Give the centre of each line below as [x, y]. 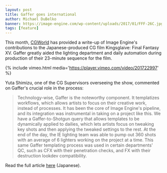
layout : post [19, 10]
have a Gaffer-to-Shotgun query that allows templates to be [78, 119]
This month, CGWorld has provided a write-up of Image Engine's [71, 42]
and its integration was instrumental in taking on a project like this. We [89, 114]
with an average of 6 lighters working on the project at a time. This [85, 140]
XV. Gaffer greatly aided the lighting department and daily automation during [83, 53]
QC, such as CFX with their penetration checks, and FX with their [84, 151]
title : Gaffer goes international [41, 14]
